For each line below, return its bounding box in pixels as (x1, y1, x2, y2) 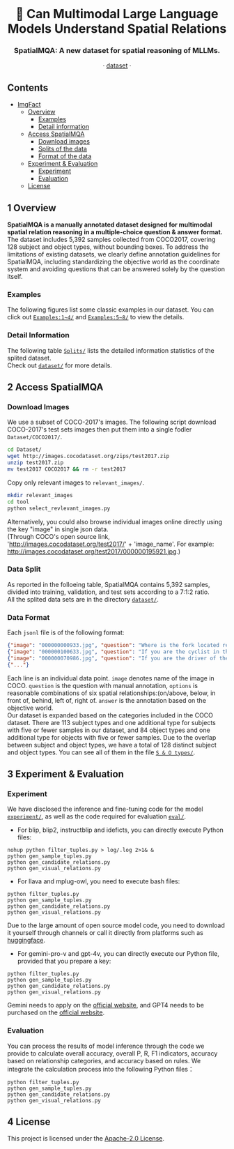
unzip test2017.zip (7, 459, 64, 466)
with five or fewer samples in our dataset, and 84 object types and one (7, 726, 210, 734)
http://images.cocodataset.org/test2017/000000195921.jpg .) (7, 547, 181, 556)
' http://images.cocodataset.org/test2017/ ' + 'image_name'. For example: (7, 540, 214, 548)
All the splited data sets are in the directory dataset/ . (7, 595, 159, 603)
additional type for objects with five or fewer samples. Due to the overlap (7, 733, 217, 741)
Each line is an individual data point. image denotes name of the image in (7, 674, 214, 682)
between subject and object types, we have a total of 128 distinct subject (7, 740, 217, 749)
